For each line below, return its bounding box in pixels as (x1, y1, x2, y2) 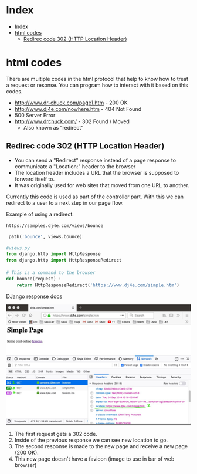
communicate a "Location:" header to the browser (14, 162, 136, 170)
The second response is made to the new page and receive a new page (14, 442, 188, 449)
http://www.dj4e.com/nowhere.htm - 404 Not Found (14, 105, 142, 112)
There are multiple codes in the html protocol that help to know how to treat (6, 75, 189, 82)
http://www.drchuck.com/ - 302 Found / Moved (14, 118, 130, 125)
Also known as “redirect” (23, 124, 84, 131)
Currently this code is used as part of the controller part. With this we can (6, 193, 184, 200)
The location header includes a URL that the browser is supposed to (14, 169, 179, 176)
